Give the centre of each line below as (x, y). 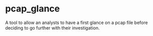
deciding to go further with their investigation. (52, 27)
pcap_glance (33, 9)
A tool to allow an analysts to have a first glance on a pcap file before (76, 22)
